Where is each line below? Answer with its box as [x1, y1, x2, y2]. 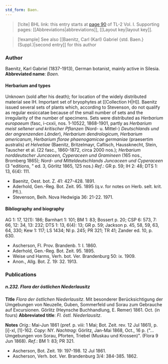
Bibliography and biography [5, 206, 64, 212]
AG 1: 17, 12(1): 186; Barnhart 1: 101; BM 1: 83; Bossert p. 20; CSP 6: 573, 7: [5, 217, 157, 223]
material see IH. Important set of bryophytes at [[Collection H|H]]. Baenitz [5, 99, 157, 105]
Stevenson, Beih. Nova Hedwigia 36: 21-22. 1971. [12, 194, 114, 200]
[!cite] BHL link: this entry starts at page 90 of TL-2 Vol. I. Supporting [17, 21, 159, 27]
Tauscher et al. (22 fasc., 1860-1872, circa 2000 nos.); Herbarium [5, 147, 141, 153]
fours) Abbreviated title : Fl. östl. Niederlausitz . [5, 312, 102, 318]
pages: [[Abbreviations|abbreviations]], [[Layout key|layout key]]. [17, 26, 153, 33]
